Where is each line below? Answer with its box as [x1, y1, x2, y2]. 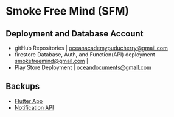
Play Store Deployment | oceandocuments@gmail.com [14, 64, 151, 71]
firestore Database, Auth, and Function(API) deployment [14, 51, 156, 58]
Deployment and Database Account [5, 28, 144, 39]
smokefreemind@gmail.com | [14, 58, 89, 64]
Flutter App [14, 97, 43, 104]
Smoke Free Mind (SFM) [5, 4, 129, 18]
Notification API [14, 104, 54, 111]
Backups [5, 81, 40, 92]
